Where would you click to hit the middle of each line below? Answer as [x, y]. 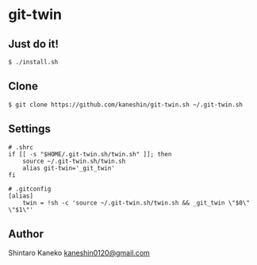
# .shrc [21, 147]
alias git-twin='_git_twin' [69, 168]
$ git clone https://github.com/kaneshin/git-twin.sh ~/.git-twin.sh [126, 105]
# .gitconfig [30, 189]
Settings [30, 129]
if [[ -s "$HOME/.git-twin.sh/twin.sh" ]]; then [90, 154]
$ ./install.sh [33, 62]
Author [26, 234]
